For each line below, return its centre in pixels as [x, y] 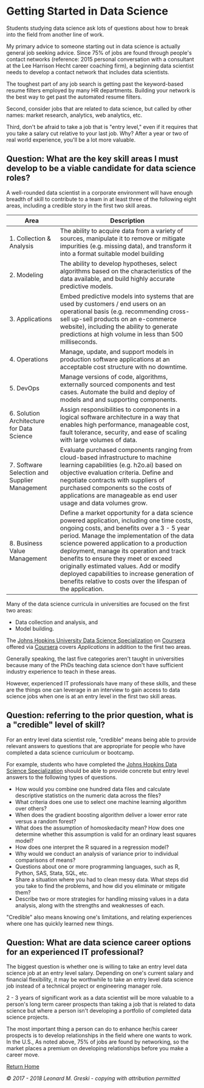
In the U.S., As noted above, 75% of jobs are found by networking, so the [98, 1042]
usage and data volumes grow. [104, 503]
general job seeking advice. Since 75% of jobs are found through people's [99, 52]
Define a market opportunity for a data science [126, 513]
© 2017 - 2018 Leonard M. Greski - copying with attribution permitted [93, 1078]
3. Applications [31, 319]
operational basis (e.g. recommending [114, 311]
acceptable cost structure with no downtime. [124, 367]
